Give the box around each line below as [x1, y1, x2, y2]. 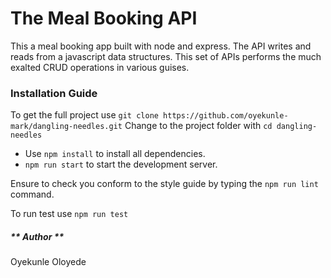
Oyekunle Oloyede [10, 256, 87, 268]
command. [10, 188, 55, 201]
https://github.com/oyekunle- [163, 111, 289, 121]
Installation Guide [10, 86, 98, 100]
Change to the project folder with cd [124, 120, 273, 132]
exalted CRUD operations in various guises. [10, 61, 190, 73]
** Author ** [10, 230, 65, 242]
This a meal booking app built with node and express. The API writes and [10, 40, 312, 52]
